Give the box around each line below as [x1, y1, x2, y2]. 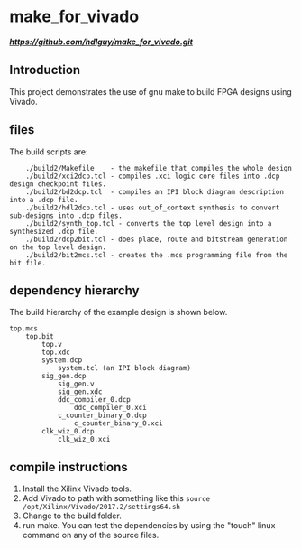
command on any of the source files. [22, 530, 160, 541]
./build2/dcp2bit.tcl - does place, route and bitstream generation [25, 235, 288, 244]
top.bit [25, 332, 54, 341]
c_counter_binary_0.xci [73, 419, 164, 428]
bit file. [9, 258, 47, 267]
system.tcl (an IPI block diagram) [57, 364, 192, 373]
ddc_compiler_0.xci [73, 404, 147, 413]
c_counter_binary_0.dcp [57, 411, 147, 421]
